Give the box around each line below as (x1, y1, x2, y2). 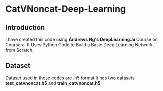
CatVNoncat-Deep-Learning (5, 3, 126, 15)
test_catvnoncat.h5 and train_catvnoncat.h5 (5, 80, 101, 86)
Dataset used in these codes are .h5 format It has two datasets (5, 75, 135, 81)
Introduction (5, 23, 45, 32)
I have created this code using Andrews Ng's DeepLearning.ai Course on (5, 36, 158, 42)
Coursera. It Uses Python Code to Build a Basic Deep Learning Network (5, 42, 153, 48)
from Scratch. (5, 47, 34, 53)
